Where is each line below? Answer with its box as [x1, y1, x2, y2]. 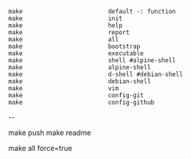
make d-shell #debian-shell [8, 70, 183, 78]
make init [8, 14, 123, 22]
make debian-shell [8, 78, 151, 85]
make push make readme [8, 128, 92, 137]
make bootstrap [8, 42, 141, 50]
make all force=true [8, 144, 73, 153]
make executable [8, 50, 145, 58]
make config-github [8, 98, 155, 106]
